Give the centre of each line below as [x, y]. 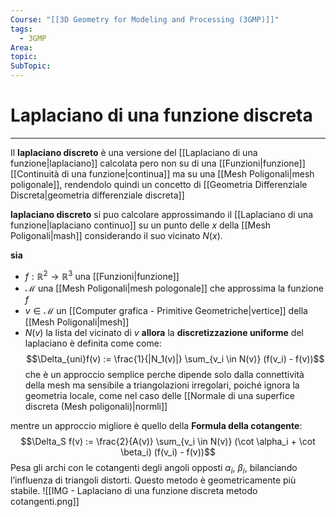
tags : [21, 29]
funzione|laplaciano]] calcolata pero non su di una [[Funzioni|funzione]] [158, 163]
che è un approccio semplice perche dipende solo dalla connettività [164, 374]
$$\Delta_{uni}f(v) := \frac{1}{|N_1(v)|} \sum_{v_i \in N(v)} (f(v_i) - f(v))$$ [175, 358]
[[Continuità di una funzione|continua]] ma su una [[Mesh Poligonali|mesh [162, 173]
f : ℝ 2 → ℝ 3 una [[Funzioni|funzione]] [102, 275]
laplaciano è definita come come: [93, 343]
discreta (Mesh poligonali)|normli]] [96, 406]
